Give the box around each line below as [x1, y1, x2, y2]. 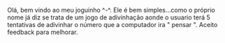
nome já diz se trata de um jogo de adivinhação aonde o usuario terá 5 [7, 13, 211, 21]
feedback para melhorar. [7, 28, 78, 36]
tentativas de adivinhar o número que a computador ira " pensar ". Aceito [7, 21, 218, 28]
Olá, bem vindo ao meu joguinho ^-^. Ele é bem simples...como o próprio [7, 6, 215, 14]
